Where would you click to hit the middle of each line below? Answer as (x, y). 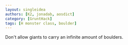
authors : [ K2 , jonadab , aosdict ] (40, 14)
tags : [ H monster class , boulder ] (41, 23)
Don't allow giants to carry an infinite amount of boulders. (64, 37)
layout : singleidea (25, 10)
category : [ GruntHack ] (29, 19)
